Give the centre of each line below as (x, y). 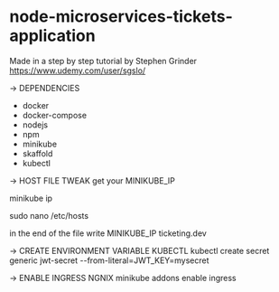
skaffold (37, 153)
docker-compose (55, 115)
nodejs (35, 125)
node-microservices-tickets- (121, 17)
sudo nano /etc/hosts (49, 215)
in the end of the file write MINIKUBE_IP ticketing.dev (108, 233)
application (53, 36)
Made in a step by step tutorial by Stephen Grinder (103, 61)
